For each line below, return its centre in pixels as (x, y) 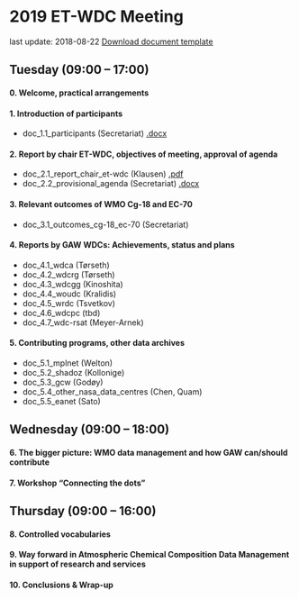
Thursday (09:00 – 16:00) (83, 511)
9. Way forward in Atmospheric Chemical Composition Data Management (149, 555)
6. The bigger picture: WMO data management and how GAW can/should (149, 452)
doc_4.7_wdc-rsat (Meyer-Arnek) (83, 322)
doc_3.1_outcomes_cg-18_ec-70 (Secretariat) (105, 224)
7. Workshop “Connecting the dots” (77, 483)
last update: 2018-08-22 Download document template (111, 41)
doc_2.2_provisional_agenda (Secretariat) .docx (111, 184)
